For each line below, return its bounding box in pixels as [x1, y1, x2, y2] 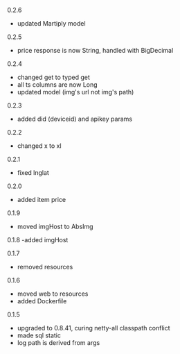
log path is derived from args [17, 339, 100, 346]
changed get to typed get [17, 73, 90, 81]
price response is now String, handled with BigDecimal [17, 47, 174, 54]
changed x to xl [17, 142, 62, 150]
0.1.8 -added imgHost [7, 236, 69, 244]
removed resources [17, 263, 73, 271]
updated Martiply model [17, 19, 86, 27]
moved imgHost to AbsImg [17, 222, 93, 230]
